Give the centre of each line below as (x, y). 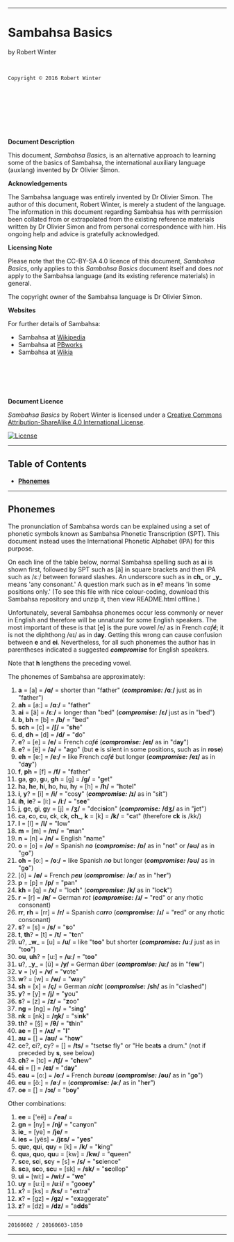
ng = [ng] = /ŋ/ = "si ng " (52, 1009)
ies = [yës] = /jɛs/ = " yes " (56, 1139)
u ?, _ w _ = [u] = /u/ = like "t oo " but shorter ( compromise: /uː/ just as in (119, 942)
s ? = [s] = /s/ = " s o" (47, 927)
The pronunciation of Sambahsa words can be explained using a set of (109, 526)
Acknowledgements (38, 183)
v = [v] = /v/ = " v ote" (48, 971)
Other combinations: (37, 1103)
